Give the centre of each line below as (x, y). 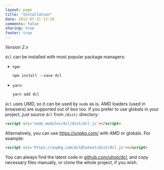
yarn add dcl (26, 94)
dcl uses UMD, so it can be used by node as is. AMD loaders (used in (75, 104)
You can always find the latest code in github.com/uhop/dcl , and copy (77, 157)
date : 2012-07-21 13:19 (30, 19)
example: (14, 138)
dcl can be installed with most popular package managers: (65, 57)
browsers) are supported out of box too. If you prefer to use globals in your (82, 109)
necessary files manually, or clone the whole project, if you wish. (72, 162)
